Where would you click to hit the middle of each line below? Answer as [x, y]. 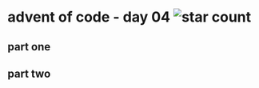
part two [29, 73]
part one [29, 47]
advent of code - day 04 [89, 17]
